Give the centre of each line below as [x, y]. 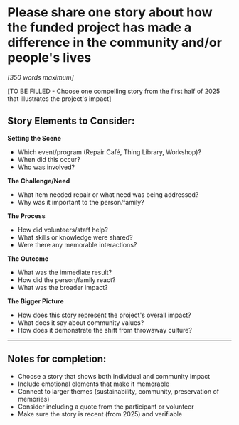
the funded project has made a [100, 27]
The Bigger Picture [36, 301]
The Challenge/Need [39, 181]
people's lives [49, 58]
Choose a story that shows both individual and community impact [114, 376]
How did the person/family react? [67, 280]
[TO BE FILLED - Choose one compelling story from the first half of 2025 [114, 91]
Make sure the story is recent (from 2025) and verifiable [100, 414]
